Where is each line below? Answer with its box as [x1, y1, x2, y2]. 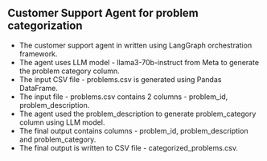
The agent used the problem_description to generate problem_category [18, 109, 257, 118]
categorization [7, 19, 83, 33]
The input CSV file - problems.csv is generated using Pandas [18, 74, 222, 84]
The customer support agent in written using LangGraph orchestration [18, 40, 253, 50]
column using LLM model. [18, 117, 105, 127]
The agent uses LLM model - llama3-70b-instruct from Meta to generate [18, 57, 259, 67]
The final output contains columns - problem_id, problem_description [18, 126, 249, 135]
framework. [18, 48, 58, 59]
